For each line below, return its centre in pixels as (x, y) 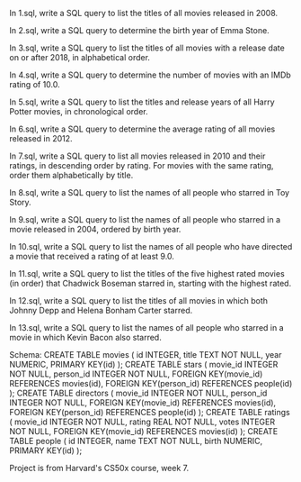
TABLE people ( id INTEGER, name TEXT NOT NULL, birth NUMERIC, (136, 441)
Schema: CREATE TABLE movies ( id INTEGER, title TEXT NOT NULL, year (146, 355)
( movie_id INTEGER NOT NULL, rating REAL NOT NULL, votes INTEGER (142, 422)
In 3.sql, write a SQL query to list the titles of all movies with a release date (147, 48)
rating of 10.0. (35, 84)
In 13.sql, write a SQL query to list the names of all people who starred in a (147, 327)
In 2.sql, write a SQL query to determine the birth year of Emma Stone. (139, 30)
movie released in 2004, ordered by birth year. (95, 229)
